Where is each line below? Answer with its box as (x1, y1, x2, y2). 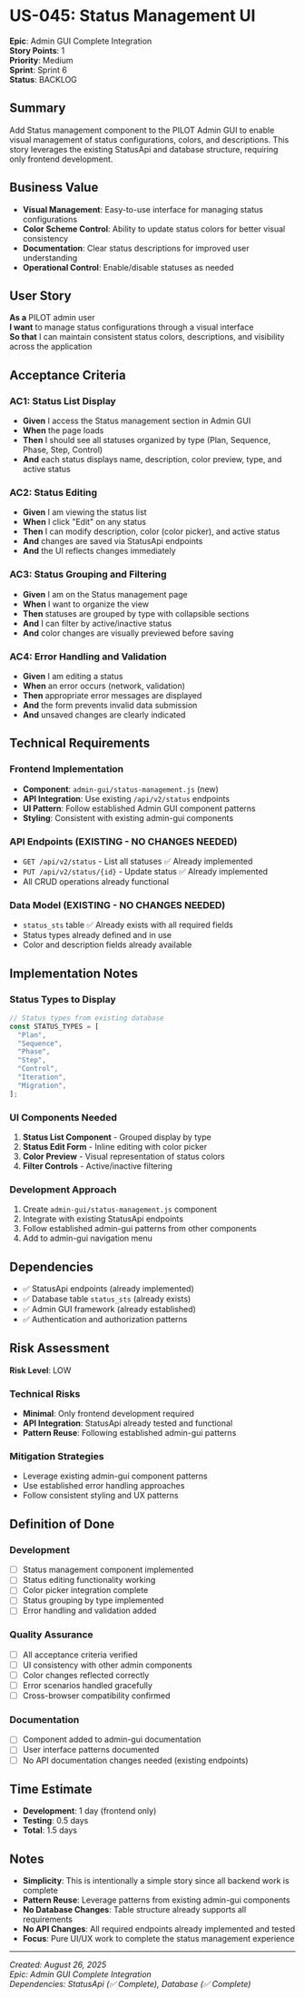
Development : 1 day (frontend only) (22, 1805, 157, 1816)
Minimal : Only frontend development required (22, 1409, 195, 1419)
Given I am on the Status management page (22, 589, 188, 599)
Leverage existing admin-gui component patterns (22, 1470, 208, 1481)
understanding (22, 252, 78, 263)
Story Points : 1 (9, 45, 65, 55)
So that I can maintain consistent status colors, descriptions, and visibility (9, 331, 285, 342)
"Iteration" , (17, 1073, 67, 1082)
